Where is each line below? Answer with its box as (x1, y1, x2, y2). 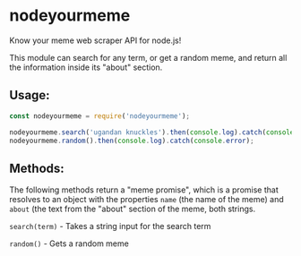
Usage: (9, 88, 51, 103)
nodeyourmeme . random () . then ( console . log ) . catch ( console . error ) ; (9, 136, 254, 145)
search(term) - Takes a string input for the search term (9, 221, 211, 232)
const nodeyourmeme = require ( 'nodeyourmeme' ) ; (9, 111, 191, 121)
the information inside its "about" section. (9, 62, 163, 73)
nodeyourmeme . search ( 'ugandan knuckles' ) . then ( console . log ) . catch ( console (9, 127, 295, 137)
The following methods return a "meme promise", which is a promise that (9, 184, 279, 195)
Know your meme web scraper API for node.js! (9, 35, 182, 46)
